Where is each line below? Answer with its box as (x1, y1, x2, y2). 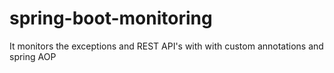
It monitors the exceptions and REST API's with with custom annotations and (9, 40, 324, 52)
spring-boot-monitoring (9, 7, 213, 30)
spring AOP (9, 50, 57, 62)
